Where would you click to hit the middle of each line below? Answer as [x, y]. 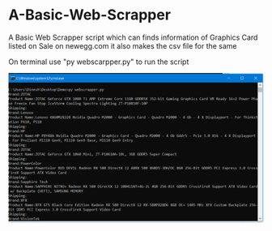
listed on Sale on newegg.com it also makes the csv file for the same [123, 45]
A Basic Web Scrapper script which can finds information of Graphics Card [133, 37]
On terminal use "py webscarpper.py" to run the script [99, 62]
